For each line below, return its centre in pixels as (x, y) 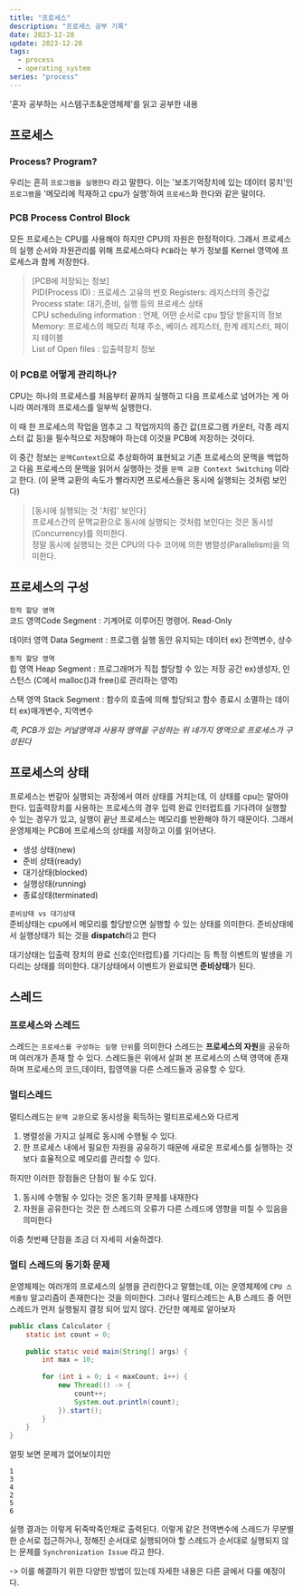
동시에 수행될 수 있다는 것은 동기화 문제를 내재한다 (110, 1197)
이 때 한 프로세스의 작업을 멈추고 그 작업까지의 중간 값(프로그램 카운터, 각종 (141, 426)
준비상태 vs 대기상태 (43, 914)
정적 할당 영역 (32, 610)
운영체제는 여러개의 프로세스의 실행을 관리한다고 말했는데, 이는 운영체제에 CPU (146, 1286)
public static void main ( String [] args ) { (107, 1351)
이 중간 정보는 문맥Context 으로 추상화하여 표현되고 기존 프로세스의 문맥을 (137, 457)
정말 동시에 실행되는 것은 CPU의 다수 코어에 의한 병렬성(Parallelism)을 (156, 544)
